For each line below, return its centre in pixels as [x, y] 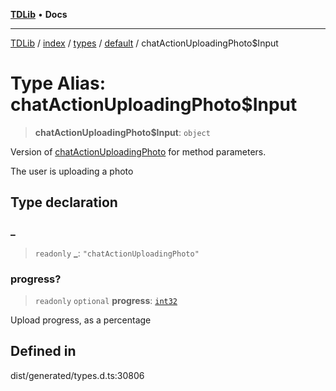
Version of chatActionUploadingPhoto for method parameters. [138, 151]
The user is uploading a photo [72, 171]
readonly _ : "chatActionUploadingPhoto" [117, 253]
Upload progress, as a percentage [81, 320]
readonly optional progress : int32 [106, 300]
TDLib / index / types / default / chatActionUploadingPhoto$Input [144, 43]
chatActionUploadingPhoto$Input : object [122, 132]
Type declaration [64, 202]
